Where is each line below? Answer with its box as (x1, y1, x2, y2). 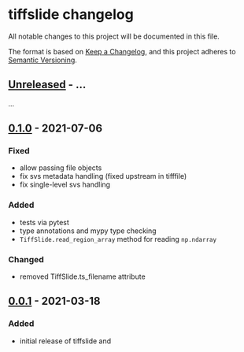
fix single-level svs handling (19, 180, 111, 190)
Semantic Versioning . (8, 55, 77, 65)
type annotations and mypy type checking (19, 226, 157, 235)
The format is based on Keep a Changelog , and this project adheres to (8, 46, 236, 56)
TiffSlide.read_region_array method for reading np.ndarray (19, 234, 217, 243)
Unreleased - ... (8, 78, 87, 91)
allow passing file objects (19, 163, 102, 172)
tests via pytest (19, 217, 69, 227)
